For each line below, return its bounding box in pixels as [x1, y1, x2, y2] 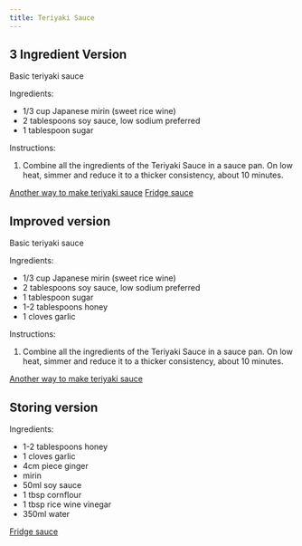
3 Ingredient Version [9, 47, 127, 62]
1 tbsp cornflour [22, 490, 82, 501]
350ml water [22, 509, 71, 520]
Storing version [9, 399, 99, 415]
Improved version [9, 214, 111, 229]
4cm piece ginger [22, 461, 89, 472]
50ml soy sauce [22, 480, 82, 491]
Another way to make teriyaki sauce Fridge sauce [9, 187, 194, 198]
